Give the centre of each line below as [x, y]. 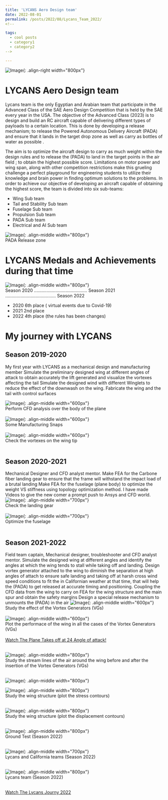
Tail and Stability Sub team [40, 204]
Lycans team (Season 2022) [34, 777]
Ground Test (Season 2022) [34, 737]
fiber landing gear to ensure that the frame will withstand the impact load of [83, 479]
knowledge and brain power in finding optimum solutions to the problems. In [84, 178]
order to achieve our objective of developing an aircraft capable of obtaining [84, 183]
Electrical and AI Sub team [40, 225]
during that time [39, 271]
